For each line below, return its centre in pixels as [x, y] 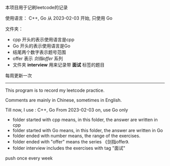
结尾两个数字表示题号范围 [39, 52]
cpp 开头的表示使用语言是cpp [44, 40]
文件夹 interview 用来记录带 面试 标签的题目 [58, 65]
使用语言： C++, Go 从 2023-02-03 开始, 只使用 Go [59, 18]
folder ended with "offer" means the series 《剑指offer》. [71, 142]
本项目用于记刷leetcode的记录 [37, 7]
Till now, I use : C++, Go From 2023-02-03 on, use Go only [67, 110]
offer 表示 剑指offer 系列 [38, 59]
